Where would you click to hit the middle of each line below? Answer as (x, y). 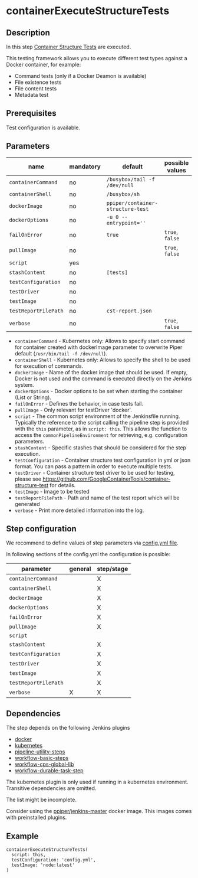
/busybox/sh (123, 194)
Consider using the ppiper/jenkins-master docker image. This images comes (99, 811)
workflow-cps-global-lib (44, 764)
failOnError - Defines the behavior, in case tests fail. (79, 403)
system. (24, 384)
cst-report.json (129, 311)
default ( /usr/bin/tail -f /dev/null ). (61, 353)
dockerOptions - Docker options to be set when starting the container (98, 391)
